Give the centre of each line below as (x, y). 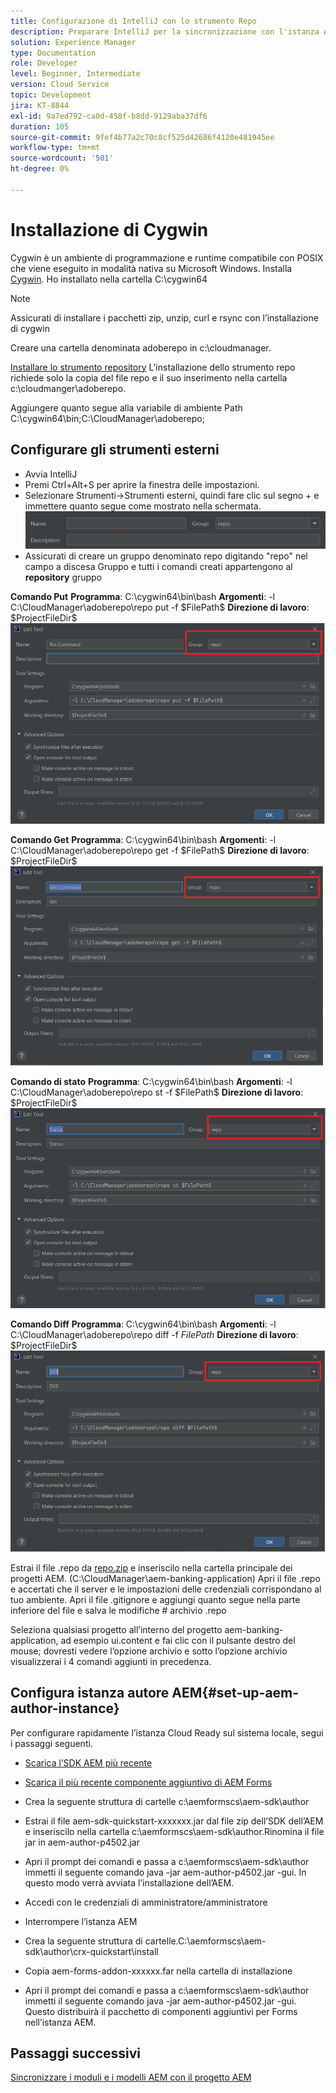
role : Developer (44, 63)
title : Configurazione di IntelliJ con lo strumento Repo (133, 21)
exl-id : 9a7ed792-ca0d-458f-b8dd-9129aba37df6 (109, 116)
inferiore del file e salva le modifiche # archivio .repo (118, 1610)
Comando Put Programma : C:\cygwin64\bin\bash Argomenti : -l (142, 597)
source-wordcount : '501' (62, 158)
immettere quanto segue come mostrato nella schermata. (143, 506)
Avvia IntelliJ (51, 474)
